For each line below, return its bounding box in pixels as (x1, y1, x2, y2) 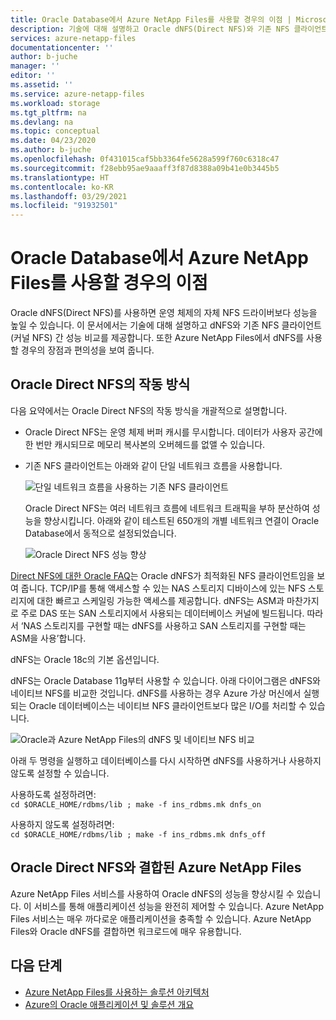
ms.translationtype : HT (10, 172, 110, 183)
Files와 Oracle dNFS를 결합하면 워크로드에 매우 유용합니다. (10, 925, 242, 937)
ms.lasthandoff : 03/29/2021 (10, 191, 128, 201)
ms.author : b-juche (10, 145, 92, 155)
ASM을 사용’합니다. (10, 632, 87, 644)
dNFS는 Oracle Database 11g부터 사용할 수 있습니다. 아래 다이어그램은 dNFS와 (10, 674, 321, 686)
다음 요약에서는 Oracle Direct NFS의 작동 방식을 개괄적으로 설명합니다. (10, 404, 288, 416)
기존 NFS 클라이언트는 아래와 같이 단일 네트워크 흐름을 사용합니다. (24, 459, 283, 471)
